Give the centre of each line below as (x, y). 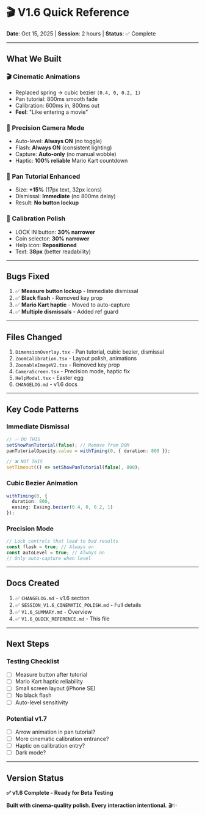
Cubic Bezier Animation (42, 483)
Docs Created (33, 583)
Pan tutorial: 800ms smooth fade (56, 99)
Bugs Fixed (28, 276)
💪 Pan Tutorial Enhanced (43, 176)
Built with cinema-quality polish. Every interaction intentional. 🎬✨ (92, 805)
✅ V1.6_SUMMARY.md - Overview (53, 612)
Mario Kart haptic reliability (49, 682)
